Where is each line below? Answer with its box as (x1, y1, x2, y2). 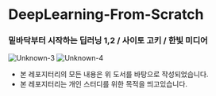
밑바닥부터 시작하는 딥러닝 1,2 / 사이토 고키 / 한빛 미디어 (8, 35, 208, 46)
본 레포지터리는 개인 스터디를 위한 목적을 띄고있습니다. (19, 79, 188, 89)
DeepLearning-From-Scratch (8, 6, 204, 24)
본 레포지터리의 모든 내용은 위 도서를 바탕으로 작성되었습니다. (19, 69, 209, 79)
